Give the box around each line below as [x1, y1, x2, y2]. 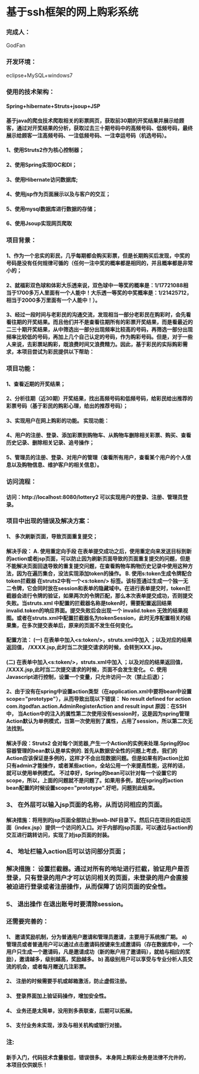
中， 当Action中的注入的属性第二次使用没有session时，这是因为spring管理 [6, 710, 190, 717]
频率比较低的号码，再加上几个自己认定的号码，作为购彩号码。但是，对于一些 [6, 333, 193, 341]
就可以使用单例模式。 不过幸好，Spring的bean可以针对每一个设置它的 [6, 770, 177, 777]
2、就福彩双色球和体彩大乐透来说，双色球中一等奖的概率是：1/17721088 [6, 281, 184, 288]
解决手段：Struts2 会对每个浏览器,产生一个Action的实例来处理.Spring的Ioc [6, 740, 190, 747]
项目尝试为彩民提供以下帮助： [21, 348, 95, 355]
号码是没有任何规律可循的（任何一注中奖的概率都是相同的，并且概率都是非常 [6, 259, 193, 266]
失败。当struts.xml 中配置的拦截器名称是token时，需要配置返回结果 [6, 599, 172, 606]
